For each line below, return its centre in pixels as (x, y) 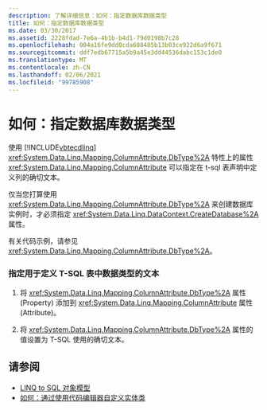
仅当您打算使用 (33, 194)
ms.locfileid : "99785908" (51, 82)
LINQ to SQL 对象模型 (55, 388)
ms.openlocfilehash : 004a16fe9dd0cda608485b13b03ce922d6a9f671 (115, 45)
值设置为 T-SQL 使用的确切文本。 (74, 339)
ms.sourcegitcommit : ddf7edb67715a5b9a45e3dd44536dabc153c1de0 (115, 53)
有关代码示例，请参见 (43, 241)
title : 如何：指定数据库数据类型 (56, 23)
